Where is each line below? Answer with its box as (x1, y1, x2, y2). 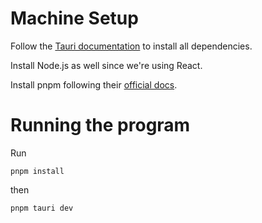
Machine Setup (10, 7, 139, 30)
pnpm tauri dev (10, 203, 74, 213)
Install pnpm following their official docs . (10, 78, 178, 91)
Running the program (10, 114, 191, 137)
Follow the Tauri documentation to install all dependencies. (10, 40, 253, 52)
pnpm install (10, 166, 65, 176)
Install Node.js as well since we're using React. (10, 59, 203, 71)
